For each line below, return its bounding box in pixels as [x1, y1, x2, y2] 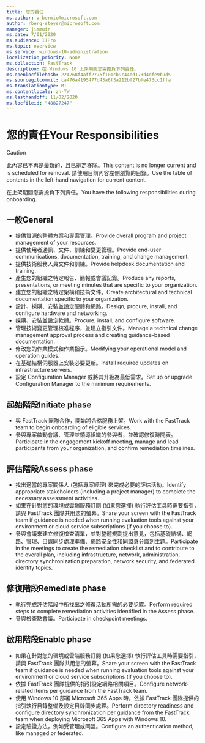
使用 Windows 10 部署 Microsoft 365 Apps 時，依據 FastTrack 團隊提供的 [15, 694, 199, 701]
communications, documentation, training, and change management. [15, 253, 190, 261]
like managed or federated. [15, 729, 84, 737]
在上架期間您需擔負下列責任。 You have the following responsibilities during [6, 188, 196, 196]
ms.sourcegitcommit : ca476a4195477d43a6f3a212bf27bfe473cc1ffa [6, 77, 171, 83]
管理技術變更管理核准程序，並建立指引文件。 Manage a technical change [15, 325, 198, 332]
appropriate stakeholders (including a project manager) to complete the [15, 488, 196, 495]
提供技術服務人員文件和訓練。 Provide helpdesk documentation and [15, 261, 185, 268]
